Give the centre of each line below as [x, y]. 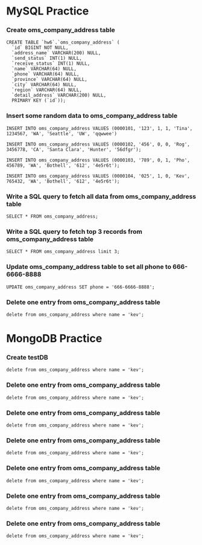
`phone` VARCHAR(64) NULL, [46, 74]
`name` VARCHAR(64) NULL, [44, 69]
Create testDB [27, 358]
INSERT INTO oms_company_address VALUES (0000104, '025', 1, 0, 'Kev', [98, 176]
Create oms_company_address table [61, 30]
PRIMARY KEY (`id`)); [39, 101]
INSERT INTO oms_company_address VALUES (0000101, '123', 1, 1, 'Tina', [99, 128]
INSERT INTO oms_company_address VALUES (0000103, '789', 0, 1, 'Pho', [98, 160]
